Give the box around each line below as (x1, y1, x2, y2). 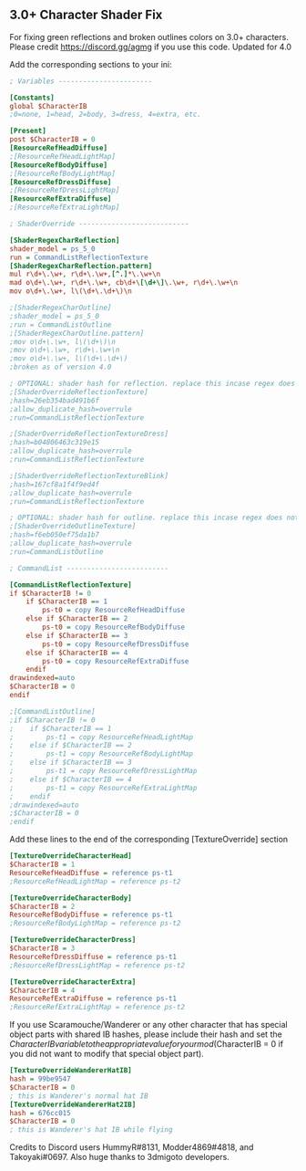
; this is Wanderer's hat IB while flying (9, 1125, 173, 1134)
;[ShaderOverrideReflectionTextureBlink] (9, 471, 169, 480)
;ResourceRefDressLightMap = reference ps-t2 (9, 960, 185, 970)
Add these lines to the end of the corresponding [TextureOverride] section (9, 834, 289, 845)
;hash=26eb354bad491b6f (9, 396, 100, 405)
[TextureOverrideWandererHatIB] (9, 1066, 132, 1075)
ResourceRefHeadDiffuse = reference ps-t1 (9, 868, 173, 877)
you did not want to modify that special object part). (9, 1049, 205, 1060)
